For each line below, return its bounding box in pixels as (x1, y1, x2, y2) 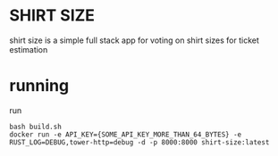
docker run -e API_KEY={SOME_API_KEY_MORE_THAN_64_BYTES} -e (9, 130, 242, 139)
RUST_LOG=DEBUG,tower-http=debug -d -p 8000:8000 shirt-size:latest (9, 137, 270, 147)
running (9, 76, 70, 96)
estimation (9, 44, 48, 54)
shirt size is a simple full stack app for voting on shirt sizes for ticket (9, 35, 259, 45)
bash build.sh (9, 122, 63, 131)
